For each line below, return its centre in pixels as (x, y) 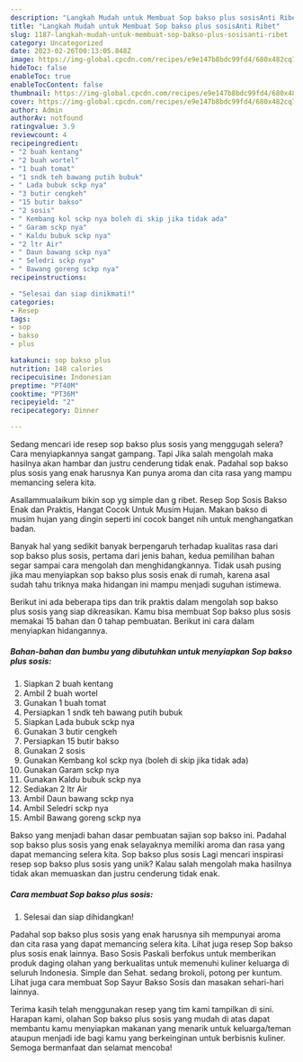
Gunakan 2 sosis (54, 750)
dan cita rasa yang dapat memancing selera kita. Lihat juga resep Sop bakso (151, 944)
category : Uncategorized (57, 43)
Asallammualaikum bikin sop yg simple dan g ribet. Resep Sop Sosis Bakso (148, 500)
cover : (22, 101)
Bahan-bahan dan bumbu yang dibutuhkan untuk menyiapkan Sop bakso (151, 651)
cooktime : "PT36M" (45, 394)
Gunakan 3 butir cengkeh (70, 731)
